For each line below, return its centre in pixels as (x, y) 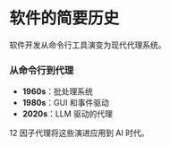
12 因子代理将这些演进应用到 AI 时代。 (79, 133)
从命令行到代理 (42, 70)
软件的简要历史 (64, 18)
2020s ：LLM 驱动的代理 (68, 114)
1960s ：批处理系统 (58, 91)
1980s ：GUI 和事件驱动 (65, 103)
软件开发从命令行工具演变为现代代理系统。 (88, 45)
